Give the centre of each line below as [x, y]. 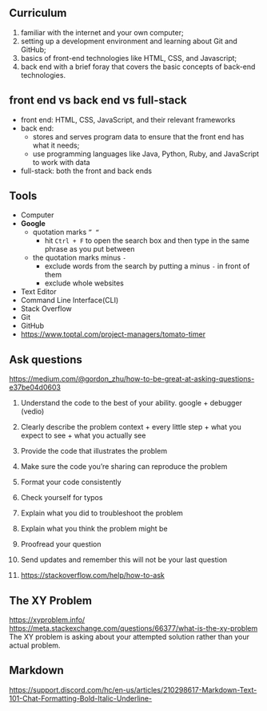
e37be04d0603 [35, 387]
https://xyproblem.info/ [47, 620]
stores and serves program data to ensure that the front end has [138, 136]
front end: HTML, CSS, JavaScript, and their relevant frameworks [128, 119]
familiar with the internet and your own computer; [102, 32]
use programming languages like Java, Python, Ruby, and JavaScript [145, 154]
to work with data [61, 162]
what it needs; [56, 145]
